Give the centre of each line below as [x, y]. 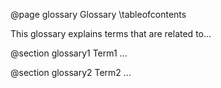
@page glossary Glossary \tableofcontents [98, 14]
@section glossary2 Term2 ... [71, 72]
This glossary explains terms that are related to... [111, 33]
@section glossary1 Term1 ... [69, 53]
